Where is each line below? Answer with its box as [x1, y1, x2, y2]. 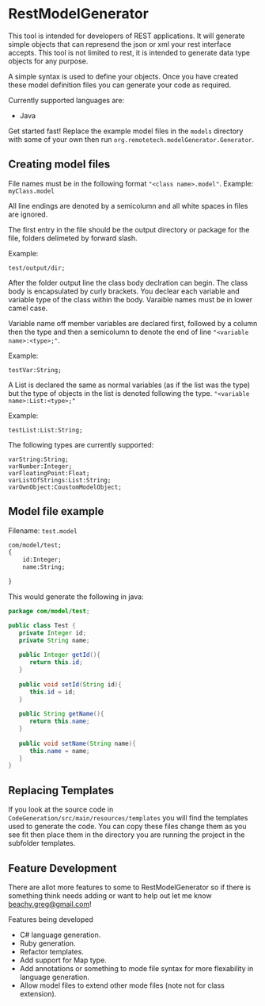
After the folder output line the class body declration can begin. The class [8, 278, 248, 287]
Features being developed [8, 914, 93, 924]
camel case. [8, 303, 48, 313]
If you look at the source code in [8, 804, 114, 814]
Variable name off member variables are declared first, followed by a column [8, 318, 258, 328]
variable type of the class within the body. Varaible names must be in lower [8, 294, 253, 304]
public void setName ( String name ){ [18, 739, 136, 747]
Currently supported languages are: [8, 95, 125, 105]
